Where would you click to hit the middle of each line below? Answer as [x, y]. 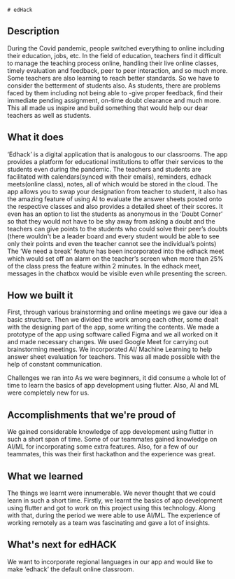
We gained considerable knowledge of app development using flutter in [110, 432]
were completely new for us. [48, 393]
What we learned [45, 476]
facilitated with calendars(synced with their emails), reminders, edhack [109, 177]
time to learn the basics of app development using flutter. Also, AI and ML [113, 386]
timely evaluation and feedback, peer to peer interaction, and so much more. [117, 70]
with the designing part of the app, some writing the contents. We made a [113, 327]
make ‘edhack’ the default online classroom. [71, 569]
